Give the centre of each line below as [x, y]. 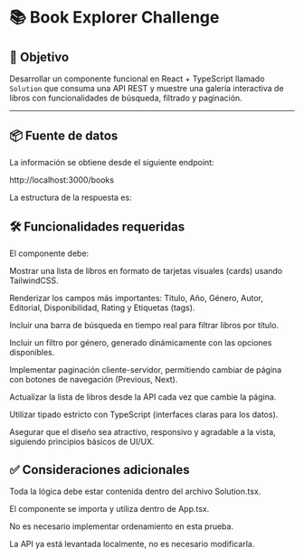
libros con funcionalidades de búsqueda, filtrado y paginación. [126, 98]
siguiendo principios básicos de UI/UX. [82, 441]
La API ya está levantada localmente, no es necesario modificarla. [132, 544]
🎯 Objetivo [39, 57]
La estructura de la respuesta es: [71, 197]
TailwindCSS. [34, 280]
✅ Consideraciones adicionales [100, 470]
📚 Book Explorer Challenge [114, 18]
